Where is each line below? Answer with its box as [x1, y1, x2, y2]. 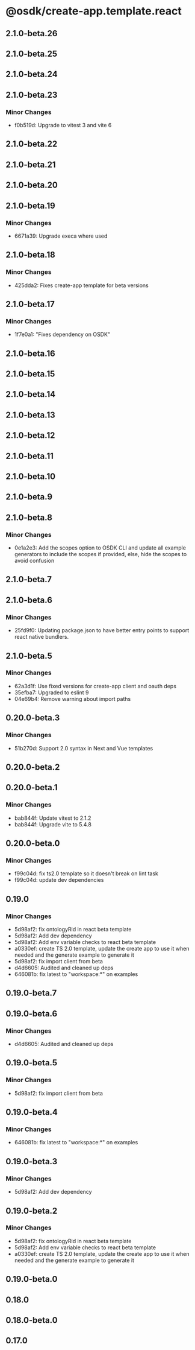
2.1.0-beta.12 [5, 430, 55, 441]
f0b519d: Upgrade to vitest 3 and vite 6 [14, 122, 112, 129]
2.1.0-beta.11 [5, 451, 54, 461]
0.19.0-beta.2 [5, 1205, 58, 1216]
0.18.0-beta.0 [5, 1315, 58, 1325]
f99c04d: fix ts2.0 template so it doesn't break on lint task [14, 870, 159, 877]
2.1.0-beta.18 [5, 250, 55, 260]
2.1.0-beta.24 [5, 69, 58, 80]
